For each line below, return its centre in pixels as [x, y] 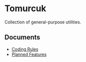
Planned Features [29, 54]
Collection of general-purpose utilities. [43, 22]
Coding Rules [25, 49]
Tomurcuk [25, 9]
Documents [22, 37]
